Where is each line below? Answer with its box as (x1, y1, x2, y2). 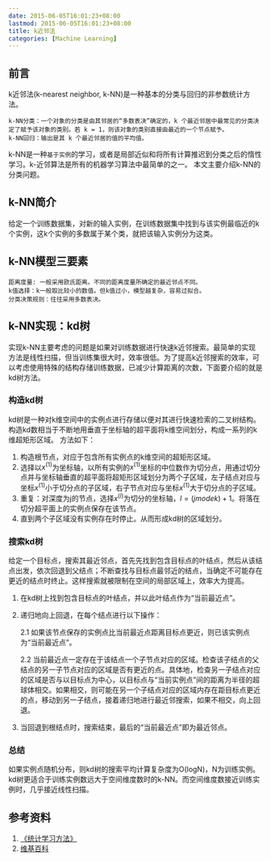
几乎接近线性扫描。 (29, 785, 94, 795)
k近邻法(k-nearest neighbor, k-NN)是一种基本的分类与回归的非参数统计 (8, 90, 244, 99)
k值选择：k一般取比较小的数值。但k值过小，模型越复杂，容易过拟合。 (8, 286, 206, 295)
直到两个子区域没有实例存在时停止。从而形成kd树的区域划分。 (19, 513, 227, 523)
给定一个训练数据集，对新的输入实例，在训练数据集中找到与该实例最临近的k (8, 218, 260, 228)
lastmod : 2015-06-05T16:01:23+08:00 (8, 19, 131, 27)
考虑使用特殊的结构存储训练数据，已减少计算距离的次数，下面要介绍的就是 (15, 362, 263, 372)
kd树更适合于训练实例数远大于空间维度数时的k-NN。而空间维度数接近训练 (8, 774, 253, 784)
